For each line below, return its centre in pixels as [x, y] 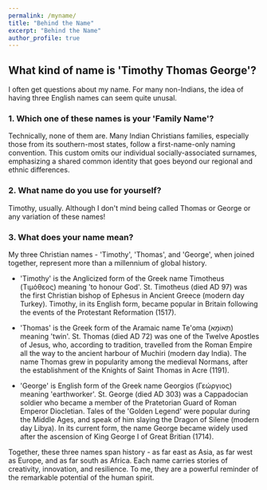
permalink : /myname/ [43, 16]
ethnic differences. [39, 170]
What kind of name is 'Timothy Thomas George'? [132, 70]
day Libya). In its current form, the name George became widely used [134, 428]
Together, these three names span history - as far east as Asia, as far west [131, 452]
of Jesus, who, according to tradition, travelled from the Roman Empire [136, 345]
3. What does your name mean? [71, 237]
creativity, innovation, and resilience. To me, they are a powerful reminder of [133, 468]
